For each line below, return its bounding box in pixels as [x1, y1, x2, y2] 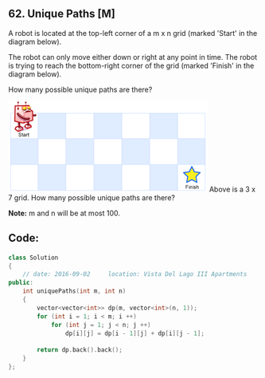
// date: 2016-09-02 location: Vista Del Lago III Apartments [22, 270, 247, 278]
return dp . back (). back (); [37, 346, 123, 354]
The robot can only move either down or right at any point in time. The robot [8, 52, 258, 61]
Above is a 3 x [208, 184, 256, 194]
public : [8, 279, 34, 287]
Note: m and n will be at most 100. [8, 208, 121, 218]
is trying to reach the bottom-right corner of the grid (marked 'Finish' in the [8, 61, 255, 70]
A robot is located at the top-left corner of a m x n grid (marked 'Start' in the [8, 28, 258, 37]
